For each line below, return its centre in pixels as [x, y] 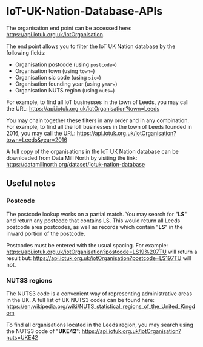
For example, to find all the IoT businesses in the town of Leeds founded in [99, 126]
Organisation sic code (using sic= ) [58, 77]
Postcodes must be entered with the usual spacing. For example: [87, 245]
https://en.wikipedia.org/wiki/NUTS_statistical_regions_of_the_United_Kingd [101, 306]
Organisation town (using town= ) [55, 70]
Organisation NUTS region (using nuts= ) [65, 90]
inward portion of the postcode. [46, 233]
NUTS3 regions [29, 280]
